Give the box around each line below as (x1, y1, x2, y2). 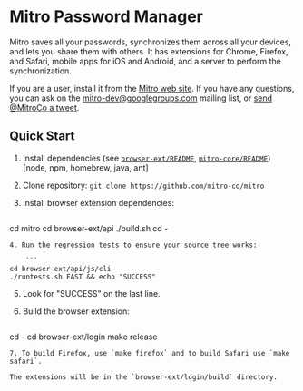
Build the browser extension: (22, 306, 130, 317)
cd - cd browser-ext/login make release (9, 331, 158, 342)
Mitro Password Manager (9, 6, 204, 27)
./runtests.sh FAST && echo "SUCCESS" (9, 272, 156, 281)
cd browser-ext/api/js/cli (9, 264, 112, 273)
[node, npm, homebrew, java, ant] (22, 161, 149, 173)
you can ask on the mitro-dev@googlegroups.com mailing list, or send (9, 93, 273, 103)
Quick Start (9, 129, 75, 144)
